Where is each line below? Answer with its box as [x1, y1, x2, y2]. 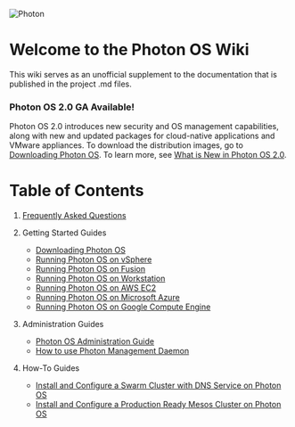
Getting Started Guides [21, 227, 107, 238]
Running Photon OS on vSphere [35, 254, 152, 265]
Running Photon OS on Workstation [35, 273, 166, 284]
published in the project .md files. [9, 78, 132, 89]
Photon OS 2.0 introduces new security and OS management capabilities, [9, 121, 279, 132]
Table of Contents [9, 181, 144, 201]
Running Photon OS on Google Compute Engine [35, 301, 211, 312]
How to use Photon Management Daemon [35, 346, 190, 357]
